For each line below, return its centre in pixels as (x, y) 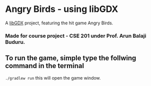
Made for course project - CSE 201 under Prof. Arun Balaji (76, 36)
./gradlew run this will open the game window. (53, 78)
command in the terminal (45, 66)
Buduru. (15, 42)
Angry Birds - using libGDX (62, 9)
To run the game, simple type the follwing (71, 58)
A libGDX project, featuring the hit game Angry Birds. (59, 23)
